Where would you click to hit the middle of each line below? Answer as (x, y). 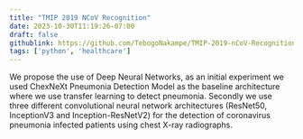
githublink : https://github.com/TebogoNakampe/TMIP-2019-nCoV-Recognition (153, 43)
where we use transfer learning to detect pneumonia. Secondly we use (141, 97)
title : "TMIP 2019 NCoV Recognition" (80, 18)
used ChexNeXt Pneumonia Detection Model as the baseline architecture (145, 87)
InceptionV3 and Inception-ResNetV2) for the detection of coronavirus (140, 116)
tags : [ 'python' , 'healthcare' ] (70, 51)
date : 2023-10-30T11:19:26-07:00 (72, 26)
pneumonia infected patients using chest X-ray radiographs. (121, 125)
